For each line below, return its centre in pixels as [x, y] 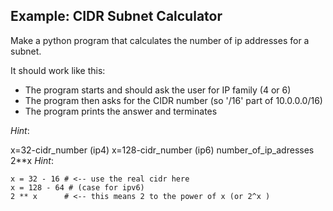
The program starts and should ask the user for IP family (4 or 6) [158, 90]
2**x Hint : [32, 160]
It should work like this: [58, 70]
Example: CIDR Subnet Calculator [116, 16]
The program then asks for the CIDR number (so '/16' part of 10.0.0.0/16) [173, 100]
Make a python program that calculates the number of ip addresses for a [160, 40]
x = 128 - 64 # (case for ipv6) [77, 187]
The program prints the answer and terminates [121, 111]
